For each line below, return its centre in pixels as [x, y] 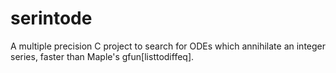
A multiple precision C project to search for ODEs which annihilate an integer [168, 46]
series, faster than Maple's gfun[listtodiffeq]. [102, 56]
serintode [51, 18]
